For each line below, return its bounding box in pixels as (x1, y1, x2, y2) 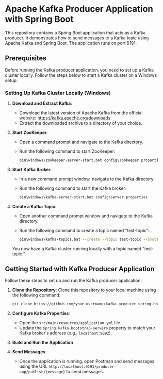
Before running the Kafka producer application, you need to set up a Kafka (5, 67, 154, 73)
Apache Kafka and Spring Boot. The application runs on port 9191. (5, 40, 137, 46)
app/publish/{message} (19, 370, 65, 375)
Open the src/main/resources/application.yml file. (19, 320, 122, 326)
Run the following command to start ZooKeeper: (19, 148, 115, 154)
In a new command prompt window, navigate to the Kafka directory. (19, 176, 155, 181)
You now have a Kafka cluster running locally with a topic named (12, 246, 142, 251)
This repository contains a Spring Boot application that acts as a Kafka (5, 30, 146, 35)
